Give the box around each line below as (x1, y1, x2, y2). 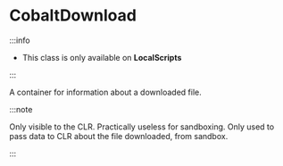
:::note (9, 104, 33, 114)
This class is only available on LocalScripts (21, 52, 182, 62)
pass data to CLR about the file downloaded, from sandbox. (9, 130, 229, 141)
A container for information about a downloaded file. (9, 87, 203, 97)
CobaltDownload (9, 5, 137, 26)
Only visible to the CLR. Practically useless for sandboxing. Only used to (9, 121, 275, 132)
